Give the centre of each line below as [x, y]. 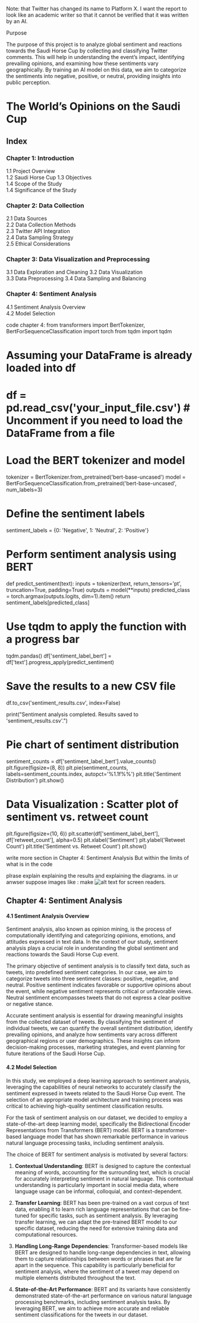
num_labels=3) [24, 490]
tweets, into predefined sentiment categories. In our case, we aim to [90, 972]
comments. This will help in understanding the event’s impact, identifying [95, 57]
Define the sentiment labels [76, 514]
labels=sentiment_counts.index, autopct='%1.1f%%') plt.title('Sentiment [94, 774]
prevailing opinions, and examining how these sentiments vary [82, 63]
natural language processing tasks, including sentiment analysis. [85, 1143]
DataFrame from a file [61, 433]
